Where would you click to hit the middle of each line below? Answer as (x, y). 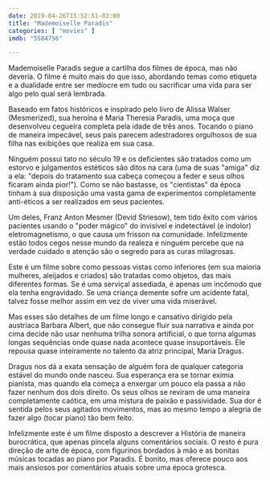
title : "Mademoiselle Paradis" (61, 23)
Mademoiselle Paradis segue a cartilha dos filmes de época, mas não (123, 68)
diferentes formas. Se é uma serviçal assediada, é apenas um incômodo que (135, 284)
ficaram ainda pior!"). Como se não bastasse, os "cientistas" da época (125, 185)
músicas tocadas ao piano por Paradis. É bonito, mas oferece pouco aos (128, 459)
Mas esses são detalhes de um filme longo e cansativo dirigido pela (121, 317)
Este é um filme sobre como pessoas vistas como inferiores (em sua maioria (135, 267)
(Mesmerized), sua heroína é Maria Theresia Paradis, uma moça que (122, 118)
